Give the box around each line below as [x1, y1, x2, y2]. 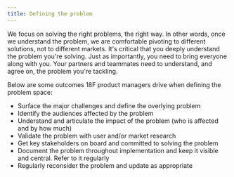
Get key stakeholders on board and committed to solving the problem [17, 138, 219, 147]
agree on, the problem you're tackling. [7, 67, 118, 75]
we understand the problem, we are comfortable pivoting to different [7, 37, 206, 46]
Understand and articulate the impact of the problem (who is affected [17, 117, 219, 125]
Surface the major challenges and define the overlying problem [17, 101, 201, 110]
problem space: [7, 88, 53, 96]
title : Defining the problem [7, 10, 93, 18]
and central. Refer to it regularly [17, 154, 110, 162]
